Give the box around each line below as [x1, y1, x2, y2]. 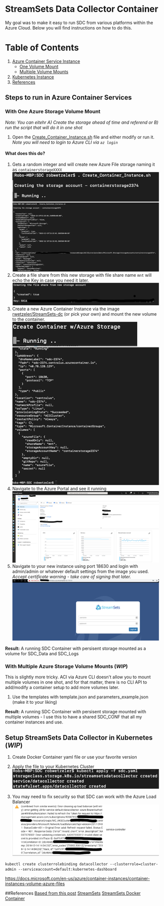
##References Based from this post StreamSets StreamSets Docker [5, 890, 141, 896]
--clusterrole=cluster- [109, 862, 159, 867]
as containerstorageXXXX [12, 166, 62, 172]
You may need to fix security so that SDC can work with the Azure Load [12, 794, 157, 799]
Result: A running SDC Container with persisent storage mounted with [5, 709, 146, 715]
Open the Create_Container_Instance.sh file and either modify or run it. [12, 134, 155, 140]
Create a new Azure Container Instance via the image [12, 306, 120, 312]
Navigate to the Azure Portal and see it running [12, 485, 106, 491]
